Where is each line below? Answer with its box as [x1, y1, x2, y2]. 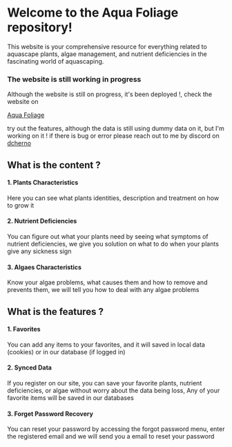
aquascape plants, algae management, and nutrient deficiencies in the [7, 50, 207, 58]
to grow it [7, 201, 35, 209]
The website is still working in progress [7, 74, 142, 84]
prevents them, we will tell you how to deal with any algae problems [7, 286, 200, 294]
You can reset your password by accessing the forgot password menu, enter [7, 425, 225, 433]
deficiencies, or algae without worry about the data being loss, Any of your [7, 386, 220, 395]
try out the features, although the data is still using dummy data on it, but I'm [7, 125, 224, 133]
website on [7, 98, 39, 106]
